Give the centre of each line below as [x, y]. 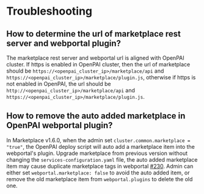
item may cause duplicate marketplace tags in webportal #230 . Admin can [100, 166]
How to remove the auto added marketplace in [96, 116]
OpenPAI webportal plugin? [60, 125]
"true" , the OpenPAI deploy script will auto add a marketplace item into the [101, 146]
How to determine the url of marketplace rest [94, 34]
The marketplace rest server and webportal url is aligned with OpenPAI [95, 58]
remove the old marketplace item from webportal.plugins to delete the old [100, 179]
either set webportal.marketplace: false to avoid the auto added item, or [98, 173]
